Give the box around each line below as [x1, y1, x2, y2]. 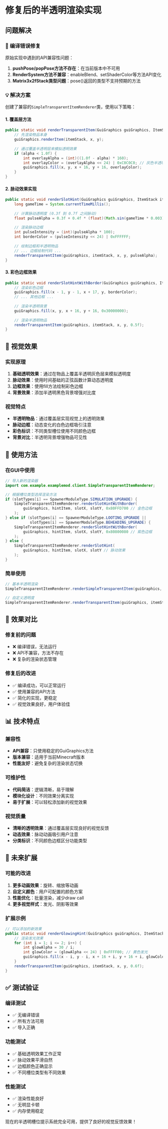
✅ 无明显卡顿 [12, 1101, 40, 1107]
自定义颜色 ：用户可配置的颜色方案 [12, 888, 83, 894]
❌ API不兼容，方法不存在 [12, 650, 64, 656]
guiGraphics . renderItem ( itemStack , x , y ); [14, 137, 104, 142]
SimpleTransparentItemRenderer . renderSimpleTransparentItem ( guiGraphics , [5, 586, 162, 591]
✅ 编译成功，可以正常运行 [12, 682, 66, 688]
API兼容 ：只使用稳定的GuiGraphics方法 [12, 748, 94, 754]
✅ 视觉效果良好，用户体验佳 [12, 701, 70, 707]
